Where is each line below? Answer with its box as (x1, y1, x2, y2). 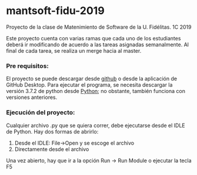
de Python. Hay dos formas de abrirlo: (6, 128, 99, 135)
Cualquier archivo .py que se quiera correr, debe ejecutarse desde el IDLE (6, 122, 185, 129)
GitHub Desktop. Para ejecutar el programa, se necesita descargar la (6, 81, 173, 88)
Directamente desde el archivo (14, 145, 89, 153)
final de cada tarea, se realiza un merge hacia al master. (6, 47, 142, 54)
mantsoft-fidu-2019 (6, 4, 105, 18)
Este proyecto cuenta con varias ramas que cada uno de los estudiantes (6, 35, 181, 42)
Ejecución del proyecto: (6, 108, 75, 116)
